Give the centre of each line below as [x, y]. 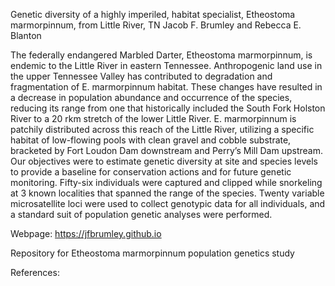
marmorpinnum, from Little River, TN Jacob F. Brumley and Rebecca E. [156, 25]
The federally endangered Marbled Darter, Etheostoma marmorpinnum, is [161, 55]
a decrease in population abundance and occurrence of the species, [151, 97]
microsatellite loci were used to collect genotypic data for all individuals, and [168, 203]
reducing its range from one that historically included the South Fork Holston [168, 108]
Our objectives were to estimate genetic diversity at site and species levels [164, 161]
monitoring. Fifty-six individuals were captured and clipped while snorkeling [166, 182]
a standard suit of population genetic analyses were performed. [141, 214]
